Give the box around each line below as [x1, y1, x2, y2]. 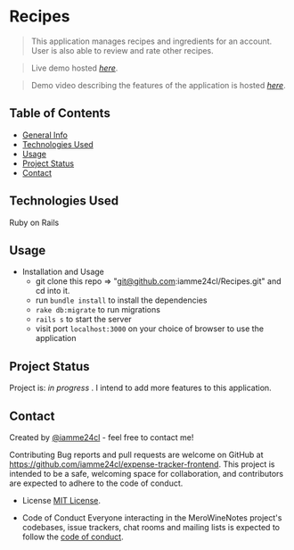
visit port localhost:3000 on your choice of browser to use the [35, 323, 265, 334]
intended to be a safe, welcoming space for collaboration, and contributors [9, 469, 283, 479]
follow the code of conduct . [21, 531, 124, 542]
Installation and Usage [21, 266, 105, 278]
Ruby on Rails [9, 217, 60, 228]
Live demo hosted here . [30, 62, 118, 73]
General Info [21, 129, 69, 140]
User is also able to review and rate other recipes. [30, 45, 214, 55]
